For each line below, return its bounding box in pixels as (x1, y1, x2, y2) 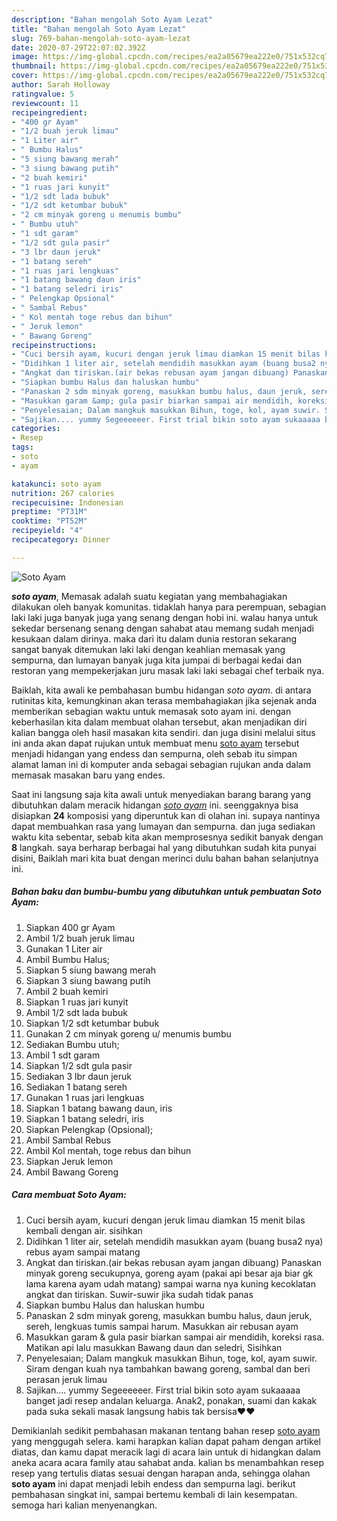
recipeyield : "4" (11, 526, 84, 536)
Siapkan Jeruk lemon (25, 1155, 114, 1167)
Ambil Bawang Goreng (25, 1166, 119, 1178)
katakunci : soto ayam (11, 479, 102, 489)
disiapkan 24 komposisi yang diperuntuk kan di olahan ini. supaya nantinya (11, 809, 321, 821)
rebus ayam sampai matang (25, 1246, 141, 1258)
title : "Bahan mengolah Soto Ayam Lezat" (11, 24, 187, 34)
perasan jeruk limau (25, 1373, 108, 1385)
